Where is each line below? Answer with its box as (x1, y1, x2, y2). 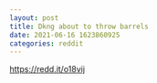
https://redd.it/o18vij (9, 64, 85, 75)
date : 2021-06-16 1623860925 (9, 30, 120, 39)
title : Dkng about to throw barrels (9, 22, 149, 31)
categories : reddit (9, 38, 84, 48)
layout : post (9, 13, 59, 23)
